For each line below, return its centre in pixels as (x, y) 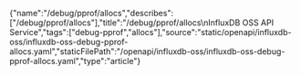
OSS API (258, 23)
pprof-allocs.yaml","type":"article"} (75, 61)
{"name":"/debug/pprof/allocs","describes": (92, 13)
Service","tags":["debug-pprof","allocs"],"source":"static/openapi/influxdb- (150, 32)
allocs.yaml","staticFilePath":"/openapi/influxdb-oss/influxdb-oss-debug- (147, 52)
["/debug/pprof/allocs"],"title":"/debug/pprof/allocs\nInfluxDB (125, 23)
